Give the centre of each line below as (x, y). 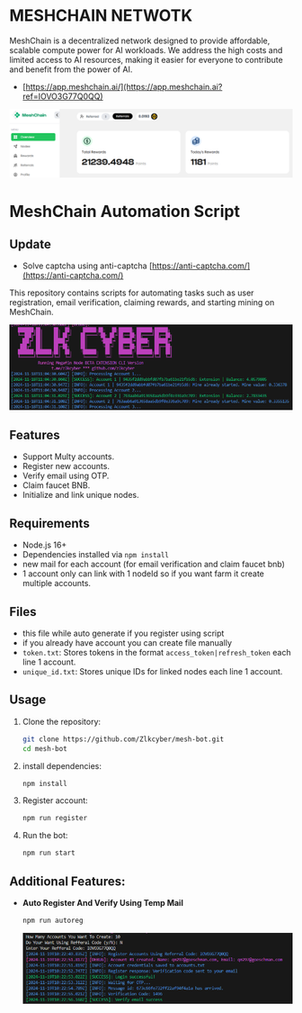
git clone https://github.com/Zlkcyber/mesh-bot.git (123, 739)
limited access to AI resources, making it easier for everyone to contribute (146, 59)
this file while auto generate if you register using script (123, 633)
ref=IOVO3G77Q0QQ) (62, 96)
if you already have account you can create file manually (127, 643)
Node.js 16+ (44, 545)
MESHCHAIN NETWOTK (101, 16)
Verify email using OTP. (66, 476)
